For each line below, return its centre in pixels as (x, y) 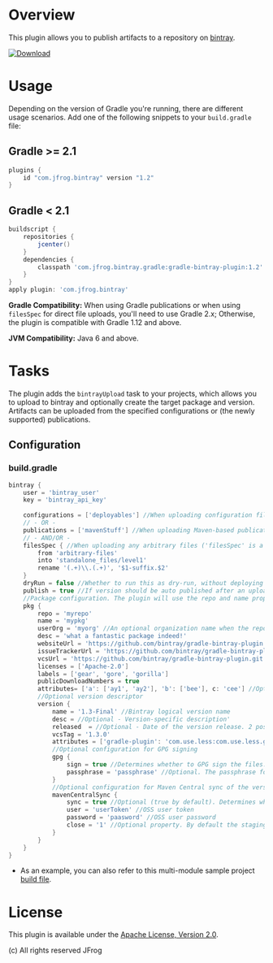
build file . (36, 879)
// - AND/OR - (47, 538)
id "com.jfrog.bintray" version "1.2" (89, 178)
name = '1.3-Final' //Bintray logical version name (141, 711)
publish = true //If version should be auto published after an (134, 591)
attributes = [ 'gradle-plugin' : (106, 742)
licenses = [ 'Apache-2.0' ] (83, 666)
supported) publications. (50, 419)
